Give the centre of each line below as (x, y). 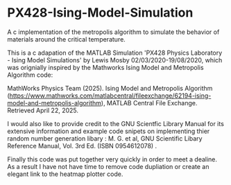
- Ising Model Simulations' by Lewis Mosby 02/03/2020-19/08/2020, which (115, 60)
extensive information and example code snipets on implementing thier (109, 131)
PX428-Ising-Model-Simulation (100, 13)
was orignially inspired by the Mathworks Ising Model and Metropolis (105, 67)
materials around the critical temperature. (67, 39)
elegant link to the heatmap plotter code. (65, 174)
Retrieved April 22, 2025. (43, 110)
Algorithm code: (30, 75)
